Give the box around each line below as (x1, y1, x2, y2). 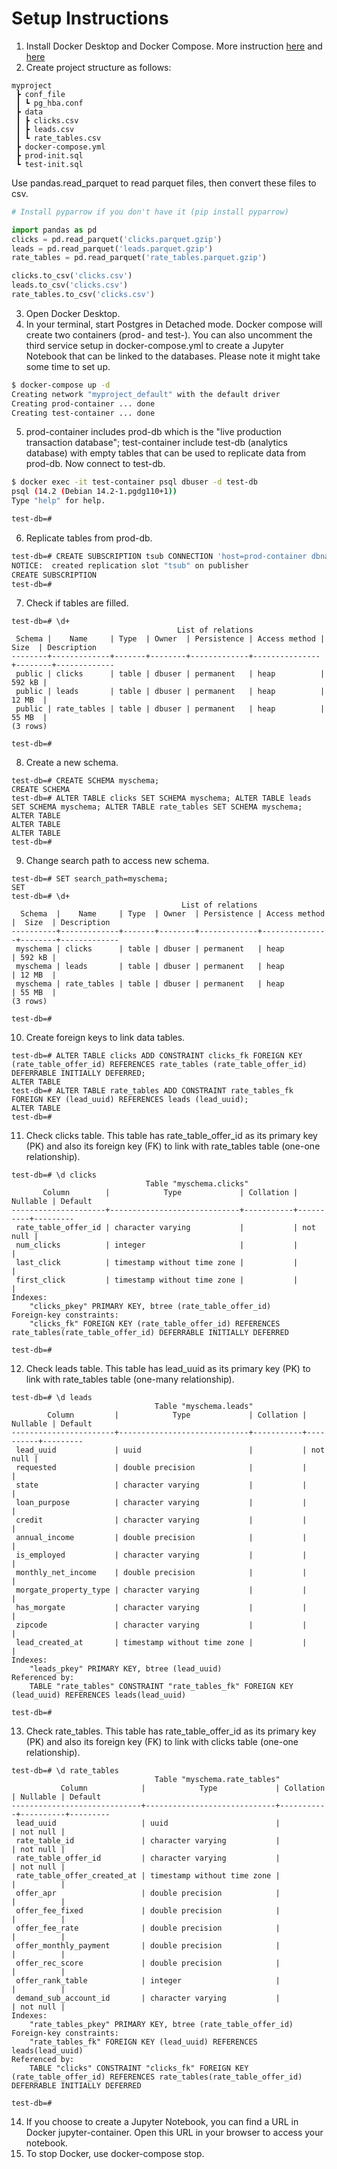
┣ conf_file (15, 89, 66, 99)
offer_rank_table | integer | (15, 1976, 281, 1986)
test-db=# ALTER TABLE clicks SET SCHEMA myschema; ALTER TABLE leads (11, 793, 312, 804)
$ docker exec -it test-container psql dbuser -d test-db (11, 477, 258, 487)
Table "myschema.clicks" (145, 1179, 249, 1189)
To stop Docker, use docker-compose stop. (25, 2148, 205, 2160)
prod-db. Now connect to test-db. (25, 458, 166, 470)
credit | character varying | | (15, 1515, 308, 1526)
